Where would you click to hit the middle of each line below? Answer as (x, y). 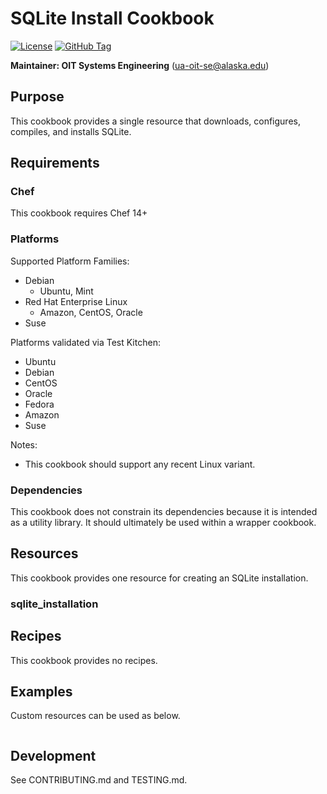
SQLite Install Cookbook (112, 18)
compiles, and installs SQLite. (71, 131)
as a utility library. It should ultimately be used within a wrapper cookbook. (163, 523)
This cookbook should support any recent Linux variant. (140, 464)
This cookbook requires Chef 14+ (79, 213)
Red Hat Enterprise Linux (76, 301)
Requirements (55, 163)
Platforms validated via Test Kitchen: (85, 342)
